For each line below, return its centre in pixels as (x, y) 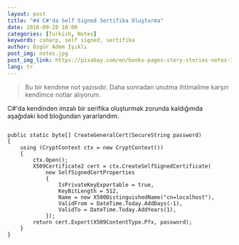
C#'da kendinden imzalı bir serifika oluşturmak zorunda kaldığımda (105, 108)
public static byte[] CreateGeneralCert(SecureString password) (105, 135)
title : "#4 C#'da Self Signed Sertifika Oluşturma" (85, 21)
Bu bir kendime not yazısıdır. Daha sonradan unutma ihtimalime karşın (127, 87)
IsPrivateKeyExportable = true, (106, 185)
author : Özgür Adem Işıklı (47, 47)
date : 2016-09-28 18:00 (43, 27)
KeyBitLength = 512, (89, 191)
